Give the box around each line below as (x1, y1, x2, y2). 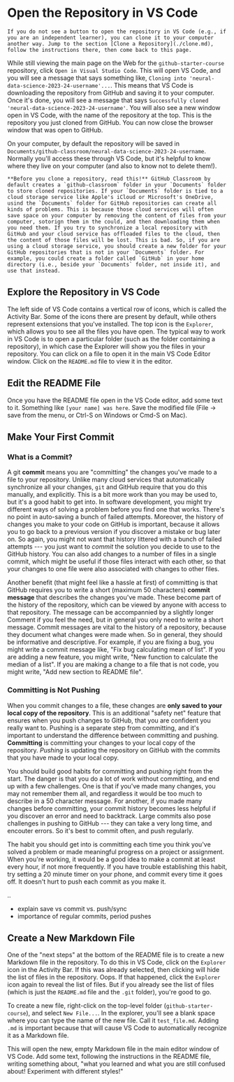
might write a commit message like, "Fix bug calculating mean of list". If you (7, 645, 226, 654)
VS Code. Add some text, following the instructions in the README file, (7, 1053, 212, 1061)
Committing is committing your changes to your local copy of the (7, 738, 196, 747)
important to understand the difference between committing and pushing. (7, 731, 219, 739)
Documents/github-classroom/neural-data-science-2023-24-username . (7, 146, 207, 155)
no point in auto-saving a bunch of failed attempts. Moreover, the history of (7, 513, 224, 521)
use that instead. (7, 267, 61, 274)
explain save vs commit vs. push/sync (17, 904, 127, 912)
